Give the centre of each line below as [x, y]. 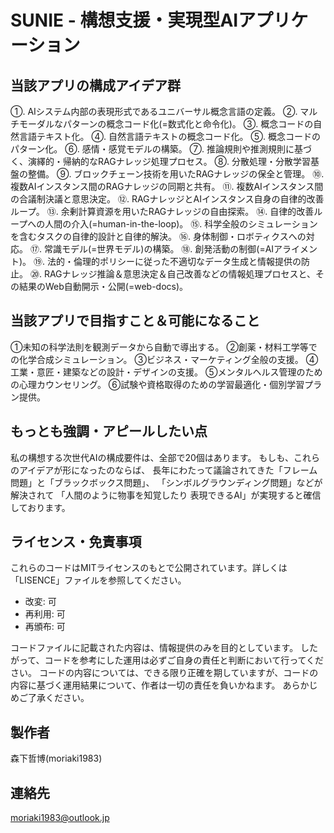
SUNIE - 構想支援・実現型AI [124, 20]
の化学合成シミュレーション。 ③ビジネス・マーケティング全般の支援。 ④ [164, 359]
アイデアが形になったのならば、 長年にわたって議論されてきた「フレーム [168, 470]
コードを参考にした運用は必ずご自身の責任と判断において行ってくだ [184, 660]
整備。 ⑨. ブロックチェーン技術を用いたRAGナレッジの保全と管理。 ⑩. [176, 174]
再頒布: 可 [45, 627]
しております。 [40, 507]
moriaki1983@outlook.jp [60, 818]
